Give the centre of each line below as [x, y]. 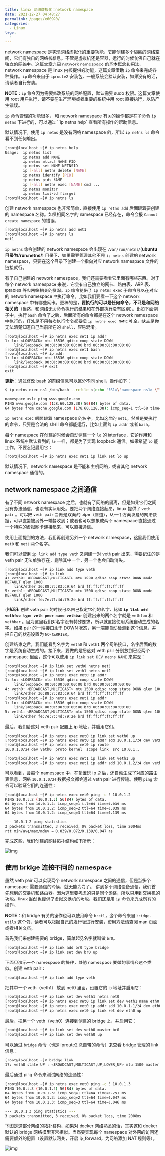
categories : [17, 23]
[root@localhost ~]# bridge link [39, 1060]
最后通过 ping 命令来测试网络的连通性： [45, 1075]
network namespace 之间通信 [51, 490]
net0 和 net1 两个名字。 [29, 544]
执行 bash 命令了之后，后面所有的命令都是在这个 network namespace [88, 315]
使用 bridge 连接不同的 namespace [58, 868]
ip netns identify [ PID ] [48, 175]
